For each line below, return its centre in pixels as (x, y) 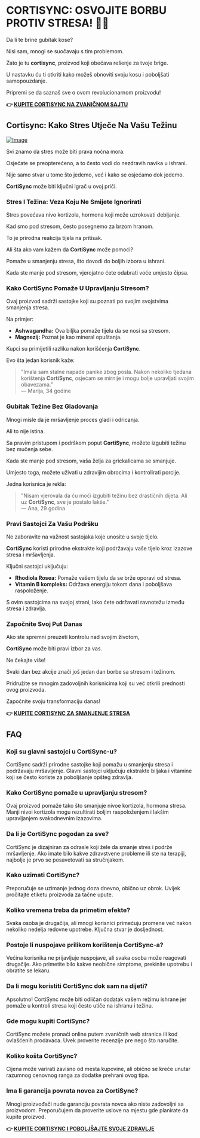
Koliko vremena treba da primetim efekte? (68, 910)
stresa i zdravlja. (26, 608)
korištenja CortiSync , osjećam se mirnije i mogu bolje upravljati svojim (107, 378)
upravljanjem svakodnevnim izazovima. (54, 818)
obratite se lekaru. (28, 970)
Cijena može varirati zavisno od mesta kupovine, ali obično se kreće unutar (99, 1069)
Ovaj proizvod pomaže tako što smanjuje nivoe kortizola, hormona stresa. (96, 806)
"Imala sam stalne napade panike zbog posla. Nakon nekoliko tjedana (106, 372)
